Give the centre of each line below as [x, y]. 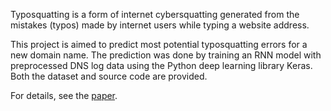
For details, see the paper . [64, 95]
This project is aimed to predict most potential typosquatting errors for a [159, 44]
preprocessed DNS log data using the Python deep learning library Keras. [161, 65]
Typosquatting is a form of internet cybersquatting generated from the [155, 14]
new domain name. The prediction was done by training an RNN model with [166, 55]
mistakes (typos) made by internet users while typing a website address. [160, 25]
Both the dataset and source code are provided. [109, 76]
